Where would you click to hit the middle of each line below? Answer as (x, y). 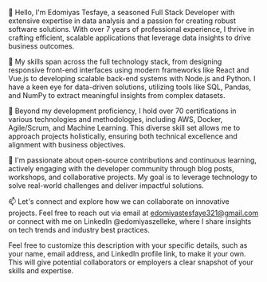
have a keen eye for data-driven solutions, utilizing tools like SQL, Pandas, (130, 87)
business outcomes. (41, 46)
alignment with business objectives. (67, 145)
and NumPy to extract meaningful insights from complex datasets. (117, 95)
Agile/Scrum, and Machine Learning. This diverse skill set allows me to (124, 128)
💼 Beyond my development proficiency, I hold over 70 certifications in (122, 111)
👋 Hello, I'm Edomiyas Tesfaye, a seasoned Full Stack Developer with (122, 12)
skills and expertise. (41, 270)
